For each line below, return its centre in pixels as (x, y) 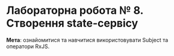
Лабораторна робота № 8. (75, 11)
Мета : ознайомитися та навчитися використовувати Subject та (87, 40)
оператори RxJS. (28, 46)
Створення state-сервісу (72, 23)
